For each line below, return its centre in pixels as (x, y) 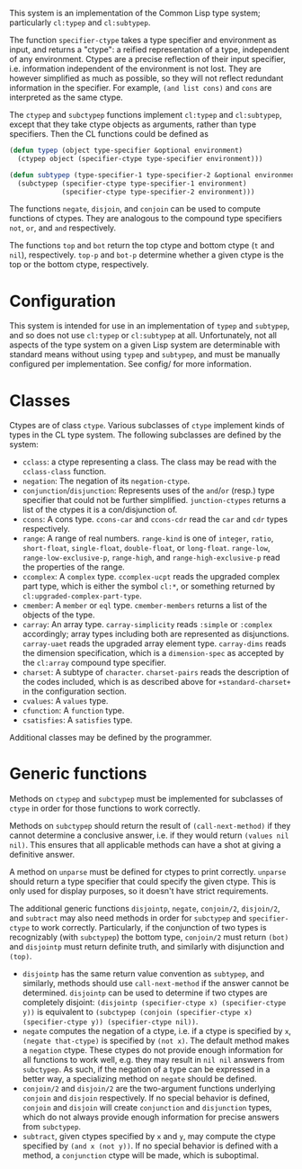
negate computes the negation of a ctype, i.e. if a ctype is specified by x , (157, 1031)
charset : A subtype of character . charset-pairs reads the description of (155, 672)
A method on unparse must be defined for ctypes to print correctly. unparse (148, 872)
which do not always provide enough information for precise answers (151, 1117)
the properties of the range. (74, 567)
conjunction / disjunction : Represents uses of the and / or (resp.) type (148, 490)
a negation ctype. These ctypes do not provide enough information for (153, 1050)
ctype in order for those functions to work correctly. (105, 808)
